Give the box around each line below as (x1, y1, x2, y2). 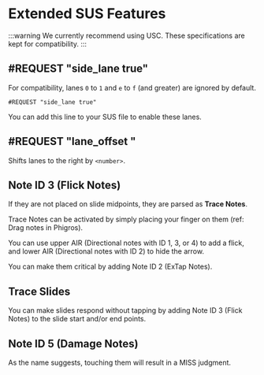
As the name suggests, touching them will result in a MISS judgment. (8, 358, 231, 367)
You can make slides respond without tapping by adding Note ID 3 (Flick (8, 306, 243, 315)
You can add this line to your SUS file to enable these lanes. (8, 112, 203, 121)
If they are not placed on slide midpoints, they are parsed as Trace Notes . (8, 199, 248, 209)
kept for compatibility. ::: (8, 39, 87, 48)
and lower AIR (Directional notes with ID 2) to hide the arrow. (8, 247, 205, 256)
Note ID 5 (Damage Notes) (8, 336, 139, 351)
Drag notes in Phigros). (8, 223, 84, 232)
